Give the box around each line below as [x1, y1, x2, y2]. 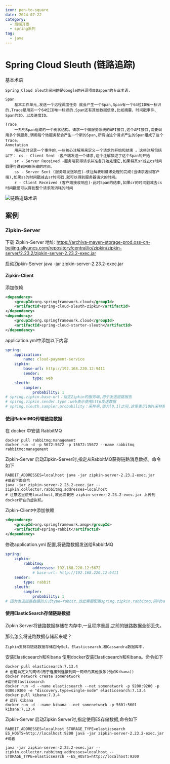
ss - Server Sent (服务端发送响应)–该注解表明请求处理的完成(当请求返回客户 [14, 169, 160, 174]
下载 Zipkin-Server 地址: [5, 239, 56, 245]
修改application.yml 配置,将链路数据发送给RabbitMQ [5, 541, 114, 548]
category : [5, 17, 26, 22]
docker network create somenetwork [5, 674, 80, 679]
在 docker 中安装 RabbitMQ [5, 428, 62, 434]
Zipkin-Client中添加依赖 [5, 507, 55, 514]
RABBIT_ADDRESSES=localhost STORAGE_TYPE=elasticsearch [5, 726, 125, 732]
